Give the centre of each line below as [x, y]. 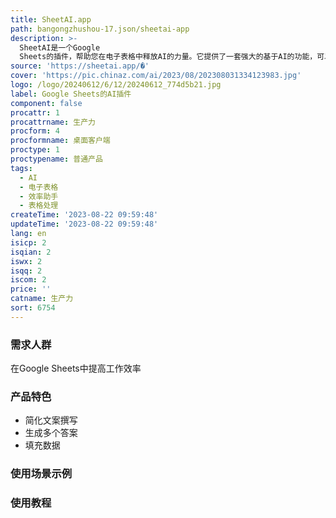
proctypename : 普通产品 [56, 159]
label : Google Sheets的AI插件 [71, 94]
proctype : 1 [35, 150]
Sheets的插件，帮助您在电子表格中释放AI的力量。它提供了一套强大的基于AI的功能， [168, 57]
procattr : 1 [35, 112]
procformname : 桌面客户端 [60, 141]
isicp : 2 [28, 242]
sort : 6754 [33, 308]
